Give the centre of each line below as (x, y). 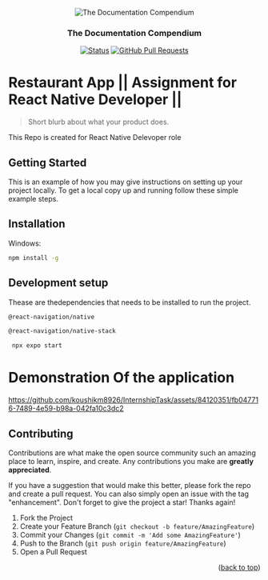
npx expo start (37, 346)
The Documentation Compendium (134, 33)
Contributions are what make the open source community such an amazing (132, 453)
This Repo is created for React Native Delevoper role (95, 138)
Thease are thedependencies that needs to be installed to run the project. (130, 302)
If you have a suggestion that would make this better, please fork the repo (130, 485)
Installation (37, 224)
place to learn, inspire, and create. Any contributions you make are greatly (131, 461)
